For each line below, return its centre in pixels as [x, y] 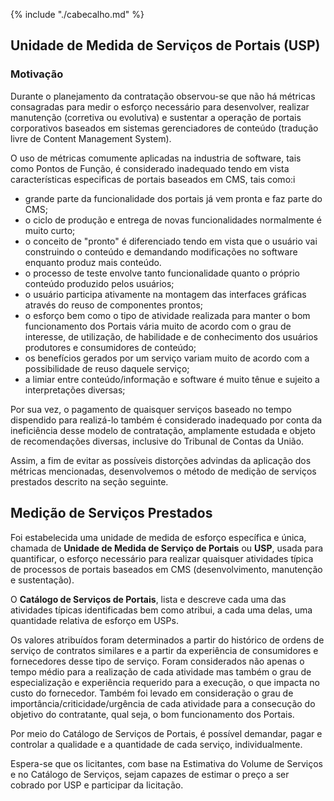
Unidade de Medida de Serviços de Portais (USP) [165, 45]
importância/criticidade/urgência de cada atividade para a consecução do [163, 703]
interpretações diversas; [75, 390]
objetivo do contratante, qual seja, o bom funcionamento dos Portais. [152, 714]
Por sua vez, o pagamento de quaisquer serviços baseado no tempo [151, 409]
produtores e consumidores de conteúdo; [110, 347]
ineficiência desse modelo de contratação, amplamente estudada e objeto [163, 430]
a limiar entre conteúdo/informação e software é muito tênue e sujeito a [172, 379]
